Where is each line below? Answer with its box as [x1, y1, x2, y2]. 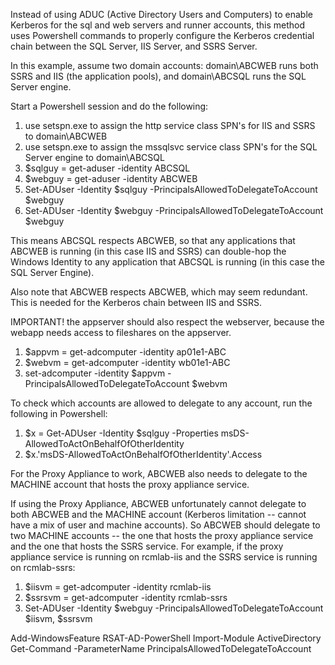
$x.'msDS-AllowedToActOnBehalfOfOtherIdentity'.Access [24, 449, 263, 460]
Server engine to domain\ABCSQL [24, 152, 165, 163]
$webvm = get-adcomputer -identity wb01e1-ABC [24, 357, 231, 368]
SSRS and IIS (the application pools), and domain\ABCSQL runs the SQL [10, 70, 307, 82]
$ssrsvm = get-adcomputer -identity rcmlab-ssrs [24, 592, 228, 603]
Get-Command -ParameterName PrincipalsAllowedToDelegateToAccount [10, 643, 312, 654]
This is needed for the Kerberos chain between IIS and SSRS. [10, 297, 262, 308]
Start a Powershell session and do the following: [10, 100, 209, 112]
